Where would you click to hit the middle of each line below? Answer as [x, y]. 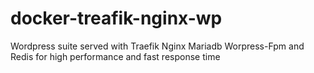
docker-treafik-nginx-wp [116, 18]
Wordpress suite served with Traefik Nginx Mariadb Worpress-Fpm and [157, 46]
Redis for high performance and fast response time [115, 56]
